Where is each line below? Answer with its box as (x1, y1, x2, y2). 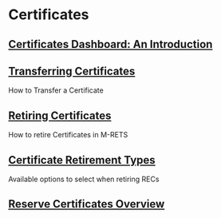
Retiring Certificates (8, 109, 112, 122)
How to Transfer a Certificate (8, 85, 104, 95)
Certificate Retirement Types (8, 153, 156, 167)
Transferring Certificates (8, 64, 136, 77)
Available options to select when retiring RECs (8, 174, 160, 184)
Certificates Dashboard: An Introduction (8, 38, 213, 51)
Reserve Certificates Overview (8, 197, 165, 211)
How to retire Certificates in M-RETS (8, 130, 128, 140)
